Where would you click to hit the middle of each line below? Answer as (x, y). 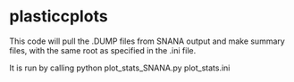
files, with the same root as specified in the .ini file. (103, 50)
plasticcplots (59, 16)
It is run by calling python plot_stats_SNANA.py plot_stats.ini (120, 68)
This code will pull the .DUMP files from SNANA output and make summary (147, 41)
